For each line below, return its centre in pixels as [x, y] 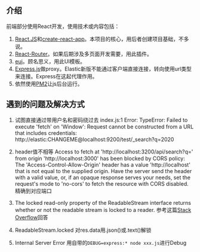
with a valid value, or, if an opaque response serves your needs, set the [103, 177]
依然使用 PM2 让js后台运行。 [49, 84]
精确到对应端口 [33, 190]
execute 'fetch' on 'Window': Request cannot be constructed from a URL [104, 127]
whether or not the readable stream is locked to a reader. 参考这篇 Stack [103, 210]
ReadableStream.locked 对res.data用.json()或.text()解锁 [83, 230]
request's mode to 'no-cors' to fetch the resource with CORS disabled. [102, 183]
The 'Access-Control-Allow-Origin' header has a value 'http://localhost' [103, 165]
